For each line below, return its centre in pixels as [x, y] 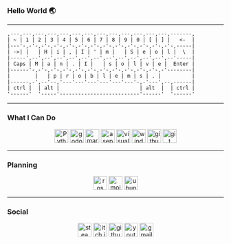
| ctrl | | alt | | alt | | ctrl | [101, 88]
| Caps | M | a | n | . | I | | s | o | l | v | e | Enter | [101, 64]
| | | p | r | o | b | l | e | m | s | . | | [101, 76]
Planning [22, 165]
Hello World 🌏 [32, 10]
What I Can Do [32, 118]
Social [18, 212]
